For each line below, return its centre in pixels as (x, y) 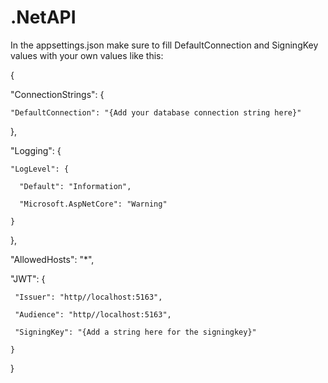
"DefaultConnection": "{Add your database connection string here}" (156, 112)
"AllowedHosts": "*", (52, 259)
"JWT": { (28, 278)
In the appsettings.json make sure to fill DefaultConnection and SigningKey (164, 45)
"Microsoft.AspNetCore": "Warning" (93, 204)
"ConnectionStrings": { (57, 94)
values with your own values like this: (87, 55)
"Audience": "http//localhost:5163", (93, 314)
